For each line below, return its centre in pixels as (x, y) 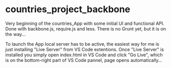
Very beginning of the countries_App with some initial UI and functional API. (85, 23)
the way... (16, 34)
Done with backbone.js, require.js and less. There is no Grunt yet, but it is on (86, 28)
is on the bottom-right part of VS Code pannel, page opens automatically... (84, 60)
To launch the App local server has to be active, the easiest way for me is (82, 44)
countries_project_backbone (68, 9)
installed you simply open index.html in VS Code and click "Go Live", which (84, 55)
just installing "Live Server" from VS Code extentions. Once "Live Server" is (85, 49)
